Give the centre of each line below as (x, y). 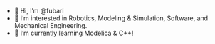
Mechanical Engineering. (51, 25)
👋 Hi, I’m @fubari (39, 11)
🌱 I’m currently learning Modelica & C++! (74, 33)
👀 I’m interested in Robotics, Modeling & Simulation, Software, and (111, 18)
